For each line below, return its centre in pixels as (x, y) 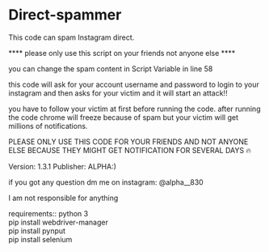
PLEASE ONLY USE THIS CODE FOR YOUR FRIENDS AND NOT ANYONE (128, 141)
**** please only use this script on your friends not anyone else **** (122, 53)
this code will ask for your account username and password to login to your (134, 84)
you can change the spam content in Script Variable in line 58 (111, 68)
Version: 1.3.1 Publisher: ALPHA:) (63, 166)
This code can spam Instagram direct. (71, 37)
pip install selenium (40, 239)
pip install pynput (37, 231)
